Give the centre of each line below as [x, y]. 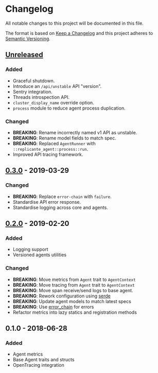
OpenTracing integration [38, 365]
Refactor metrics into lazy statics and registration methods [75, 312]
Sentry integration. [32, 92]
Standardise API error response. [47, 202]
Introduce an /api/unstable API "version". [57, 86]
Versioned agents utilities [40, 255]
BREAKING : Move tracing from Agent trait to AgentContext [74, 285]
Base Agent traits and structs [43, 360]
